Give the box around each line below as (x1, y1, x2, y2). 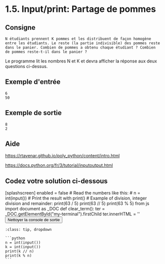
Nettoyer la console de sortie (7, 217, 60, 223)
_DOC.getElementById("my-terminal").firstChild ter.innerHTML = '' (5, 211, 140, 217)
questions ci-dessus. (5, 64, 48, 69)
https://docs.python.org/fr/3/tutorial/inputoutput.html (5, 162, 113, 168)
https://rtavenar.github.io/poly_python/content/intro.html (5, 153, 120, 159)
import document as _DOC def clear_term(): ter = (5, 206, 105, 212)
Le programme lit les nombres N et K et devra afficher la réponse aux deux (5, 58, 157, 64)
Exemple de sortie (5, 109, 62, 117)
